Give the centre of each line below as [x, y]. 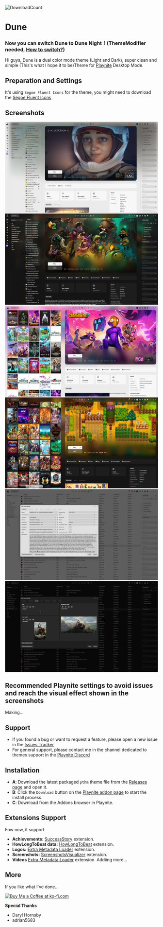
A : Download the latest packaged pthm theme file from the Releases [79, 782]
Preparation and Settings [44, 80]
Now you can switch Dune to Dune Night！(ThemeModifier [76, 43]
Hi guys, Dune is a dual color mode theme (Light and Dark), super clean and [81, 60]
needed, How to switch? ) [35, 50]
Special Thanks [21, 905]
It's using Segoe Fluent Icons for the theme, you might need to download [78, 92]
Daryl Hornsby [26, 915]
